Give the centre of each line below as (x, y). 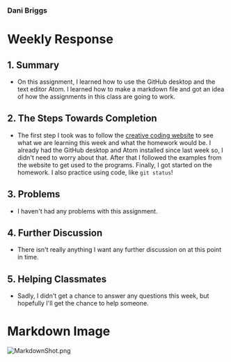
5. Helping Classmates (57, 279)
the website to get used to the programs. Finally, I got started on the (114, 165)
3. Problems (34, 194)
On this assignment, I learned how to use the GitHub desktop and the (116, 82)
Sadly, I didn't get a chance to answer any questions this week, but (113, 296)
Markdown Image (59, 332)
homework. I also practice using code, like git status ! (95, 172)
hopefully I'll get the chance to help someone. (83, 303)
